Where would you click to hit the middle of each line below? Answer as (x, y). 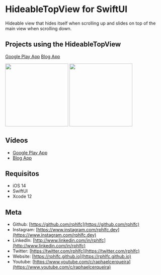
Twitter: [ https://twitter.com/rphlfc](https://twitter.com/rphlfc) (76, 251)
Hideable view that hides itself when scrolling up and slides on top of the (80, 23)
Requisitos (22, 174)
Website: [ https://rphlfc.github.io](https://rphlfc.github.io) (72, 256)
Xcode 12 (22, 197)
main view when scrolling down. (38, 28)
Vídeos (17, 141)
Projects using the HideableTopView (63, 44)
